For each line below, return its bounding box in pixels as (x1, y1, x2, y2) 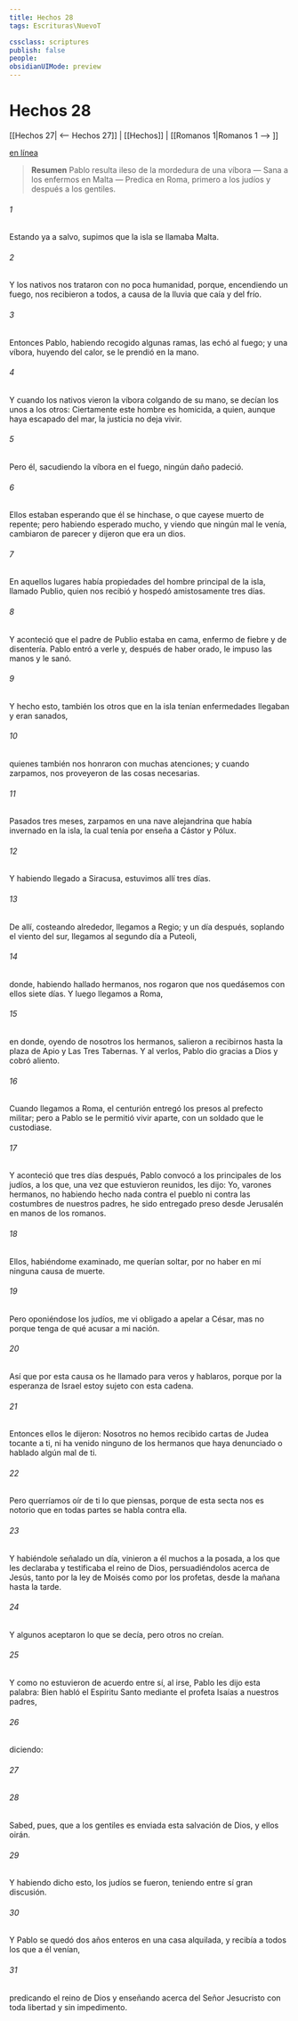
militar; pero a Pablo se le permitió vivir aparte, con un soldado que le (9, 1113, 264, 1124)
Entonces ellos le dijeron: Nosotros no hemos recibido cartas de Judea (9, 1428, 270, 1439)
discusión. (9, 1886, 47, 1898)
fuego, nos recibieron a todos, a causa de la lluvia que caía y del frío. (9, 289, 262, 299)
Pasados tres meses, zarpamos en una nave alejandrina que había (9, 816, 253, 827)
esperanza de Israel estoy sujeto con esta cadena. (9, 1380, 194, 1391)
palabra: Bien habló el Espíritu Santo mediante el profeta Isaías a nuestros (9, 1687, 279, 1698)
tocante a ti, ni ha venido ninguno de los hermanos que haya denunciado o (9, 1438, 283, 1449)
